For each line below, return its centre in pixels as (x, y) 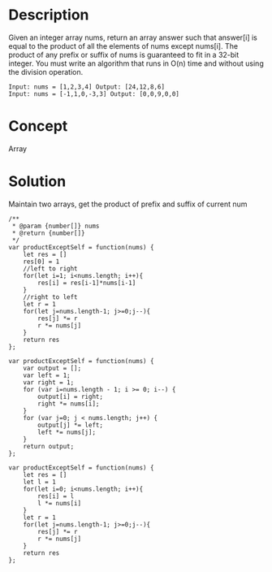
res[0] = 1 (41, 262)
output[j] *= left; (71, 425)
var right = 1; (49, 382)
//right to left (51, 297)
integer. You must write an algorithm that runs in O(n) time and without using (136, 63)
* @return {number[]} (48, 233)
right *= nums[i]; (69, 404)
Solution (37, 182)
